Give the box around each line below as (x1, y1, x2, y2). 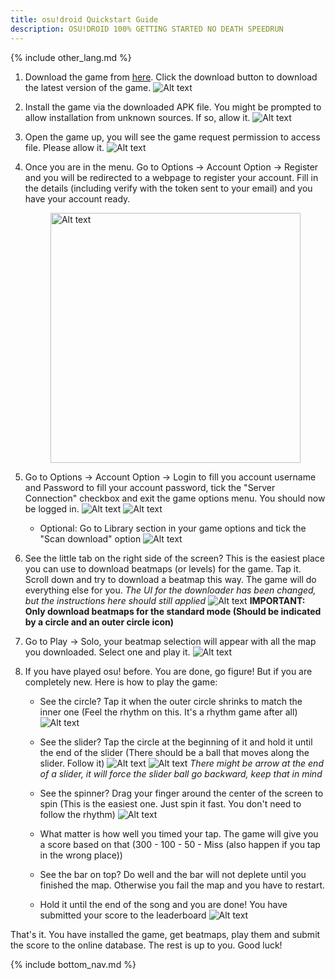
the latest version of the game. (24, 81, 152, 93)
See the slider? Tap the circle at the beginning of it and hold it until (39, 736, 313, 748)
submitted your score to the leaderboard (39, 909, 207, 921)
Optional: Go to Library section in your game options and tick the (39, 522, 307, 534)
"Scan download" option (39, 532, 142, 545)
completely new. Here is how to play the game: (24, 676, 218, 688)
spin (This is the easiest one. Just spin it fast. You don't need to (39, 797, 302, 810)
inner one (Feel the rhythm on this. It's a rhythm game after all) (39, 706, 298, 718)
